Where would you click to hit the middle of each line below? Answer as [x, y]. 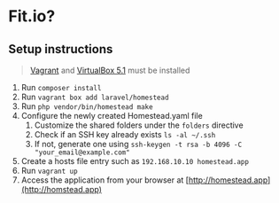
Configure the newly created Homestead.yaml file [112, 116]
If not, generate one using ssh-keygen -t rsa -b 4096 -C [138, 144]
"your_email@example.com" [82, 152]
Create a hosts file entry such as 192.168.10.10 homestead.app [135, 161]
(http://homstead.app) [62, 189]
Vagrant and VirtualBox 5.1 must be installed [110, 70]
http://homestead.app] [229, 180]
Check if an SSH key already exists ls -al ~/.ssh [125, 134]
